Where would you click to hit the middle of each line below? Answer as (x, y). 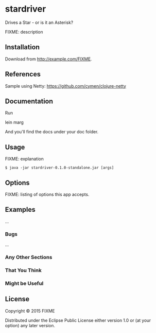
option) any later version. (30, 325)
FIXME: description (24, 32)
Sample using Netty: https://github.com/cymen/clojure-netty (66, 86)
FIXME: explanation (24, 159)
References (23, 74)
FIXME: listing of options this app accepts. (47, 194)
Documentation (29, 101)
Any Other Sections (29, 258)
